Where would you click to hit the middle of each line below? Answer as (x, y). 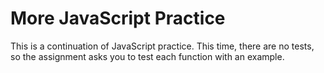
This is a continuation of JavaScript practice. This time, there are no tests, (162, 46)
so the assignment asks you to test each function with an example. (147, 56)
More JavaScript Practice (118, 18)
